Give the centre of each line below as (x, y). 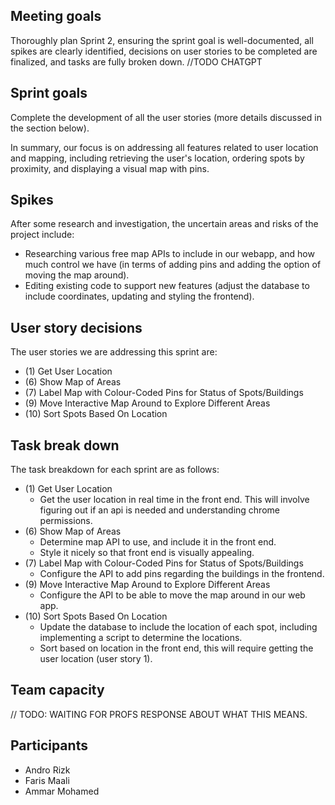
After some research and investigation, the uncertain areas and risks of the (164, 224)
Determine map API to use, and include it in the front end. (158, 542)
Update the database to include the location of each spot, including (178, 627)
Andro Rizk (47, 770)
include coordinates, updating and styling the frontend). (139, 296)
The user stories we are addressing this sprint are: (114, 352)
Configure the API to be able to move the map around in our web (172, 595)
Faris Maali (47, 780)
